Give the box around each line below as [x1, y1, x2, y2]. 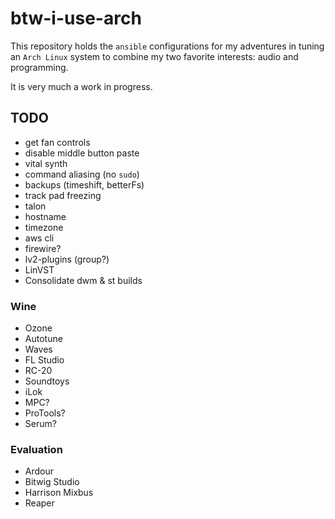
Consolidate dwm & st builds [24, 274, 143, 286]
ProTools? [24, 407, 66, 419]
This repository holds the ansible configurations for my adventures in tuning [10, 40, 325, 52]
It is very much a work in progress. [10, 80, 153, 92]
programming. [10, 61, 69, 73]
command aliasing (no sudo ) [24, 168, 140, 180]
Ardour [24, 465, 55, 477]
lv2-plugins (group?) [24, 253, 110, 265]
